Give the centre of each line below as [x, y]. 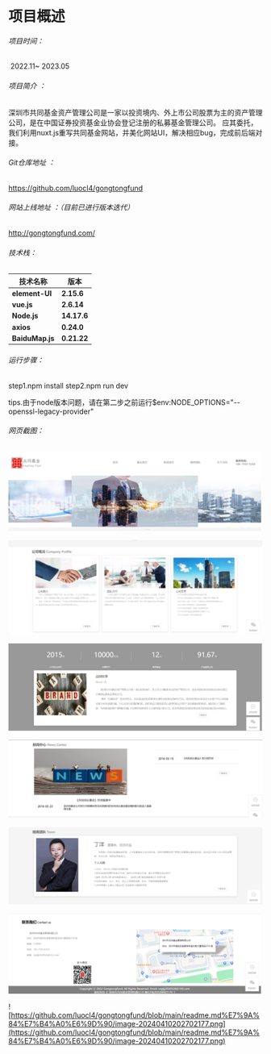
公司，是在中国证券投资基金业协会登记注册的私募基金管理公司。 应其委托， [133, 123]
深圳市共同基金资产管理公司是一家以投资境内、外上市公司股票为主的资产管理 [135, 112]
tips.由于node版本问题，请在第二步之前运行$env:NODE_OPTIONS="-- [124, 402]
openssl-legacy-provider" [51, 411]
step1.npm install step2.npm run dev [69, 385]
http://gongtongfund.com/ [52, 233]
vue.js [22, 305]
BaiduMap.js [33, 338]
